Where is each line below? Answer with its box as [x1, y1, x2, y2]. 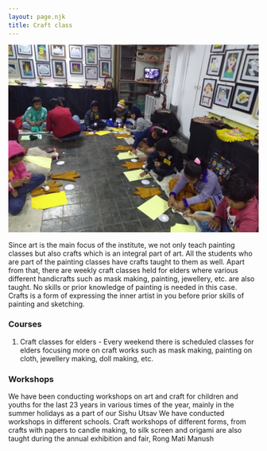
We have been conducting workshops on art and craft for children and [8, 391, 238, 401]
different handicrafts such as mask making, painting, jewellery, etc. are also [8, 274, 255, 283]
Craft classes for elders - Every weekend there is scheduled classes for [19, 337, 254, 346]
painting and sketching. [8, 299, 85, 309]
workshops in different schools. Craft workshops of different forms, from [8, 417, 246, 426]
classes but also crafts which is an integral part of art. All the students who [8, 249, 253, 258]
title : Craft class [8, 21, 73, 29]
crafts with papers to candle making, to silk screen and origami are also [8, 426, 242, 435]
